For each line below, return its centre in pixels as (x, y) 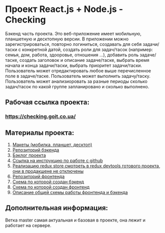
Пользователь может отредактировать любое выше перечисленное (78, 70)
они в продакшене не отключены (48, 171)
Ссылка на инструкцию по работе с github (58, 161)
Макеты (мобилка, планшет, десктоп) (52, 145)
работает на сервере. (28, 225)
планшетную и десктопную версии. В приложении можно (67, 39)
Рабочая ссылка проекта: (47, 103)
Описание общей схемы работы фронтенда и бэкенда (70, 193)
